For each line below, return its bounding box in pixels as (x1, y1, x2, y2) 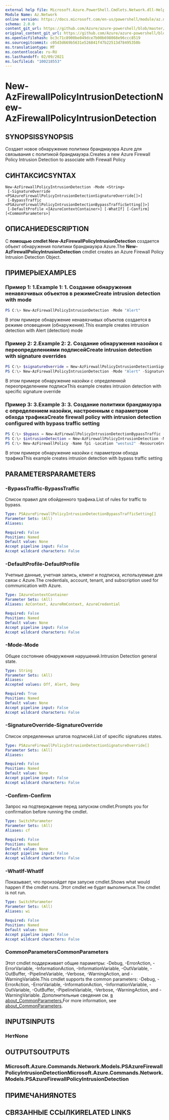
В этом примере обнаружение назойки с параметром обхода (5, 450, 138, 456)
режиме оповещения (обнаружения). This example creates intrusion (5, 322, 149, 328)
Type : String (5, 668, 33, 673)
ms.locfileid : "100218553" (5, 59, 62, 64)
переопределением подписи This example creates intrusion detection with (5, 383, 162, 389)
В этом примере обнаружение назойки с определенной (5, 378, 126, 384)
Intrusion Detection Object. (5, 254, 61, 260)
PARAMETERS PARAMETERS (5, 470, 96, 478)
